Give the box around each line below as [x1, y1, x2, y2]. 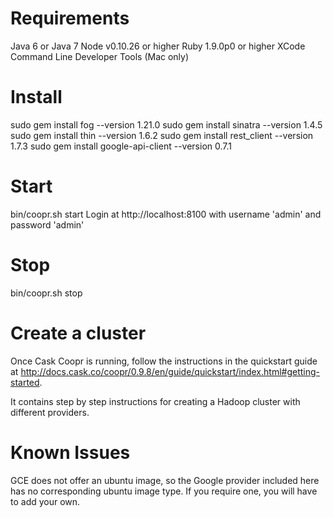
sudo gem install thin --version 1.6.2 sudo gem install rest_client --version [10, 129, 314, 141]
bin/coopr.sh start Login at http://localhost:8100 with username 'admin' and [10, 208, 322, 220]
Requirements [10, 7, 130, 30]
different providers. [10, 406, 90, 418]
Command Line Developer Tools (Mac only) [10, 50, 190, 62]
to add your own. [10, 495, 81, 507]
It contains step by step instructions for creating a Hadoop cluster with [10, 395, 301, 407]
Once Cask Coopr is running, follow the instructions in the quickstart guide [10, 355, 318, 367]
